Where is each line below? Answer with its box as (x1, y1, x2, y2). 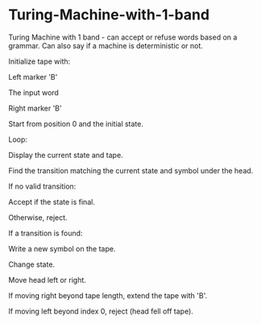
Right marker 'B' (8, 103, 62, 113)
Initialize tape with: (8, 56, 71, 66)
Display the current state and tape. (8, 150, 123, 160)
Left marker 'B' (8, 72, 58, 81)
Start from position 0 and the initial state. (8, 118, 143, 128)
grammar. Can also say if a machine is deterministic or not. (8, 40, 204, 50)
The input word (8, 87, 59, 98)
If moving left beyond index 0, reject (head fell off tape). (8, 306, 193, 316)
